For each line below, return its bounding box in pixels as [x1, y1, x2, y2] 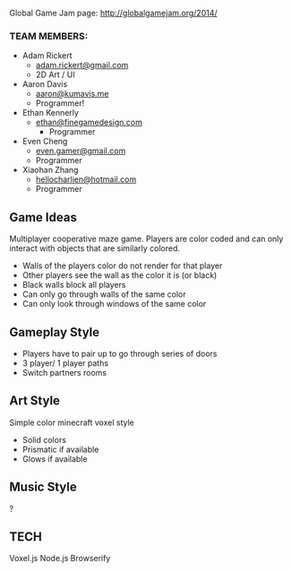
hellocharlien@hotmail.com [35, 174, 137, 185]
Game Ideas [9, 210, 78, 225]
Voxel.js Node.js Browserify [9, 553, 111, 564]
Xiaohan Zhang [21, 165, 79, 176]
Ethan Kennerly [21, 108, 79, 118]
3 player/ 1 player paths [21, 358, 109, 368]
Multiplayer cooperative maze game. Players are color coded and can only [9, 233, 284, 245]
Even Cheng [21, 136, 68, 147]
